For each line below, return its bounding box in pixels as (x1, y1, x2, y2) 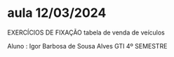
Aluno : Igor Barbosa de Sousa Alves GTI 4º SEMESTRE (7, 42, 168, 50)
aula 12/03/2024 (7, 5, 107, 21)
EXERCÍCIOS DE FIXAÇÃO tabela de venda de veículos (7, 28, 165, 37)
